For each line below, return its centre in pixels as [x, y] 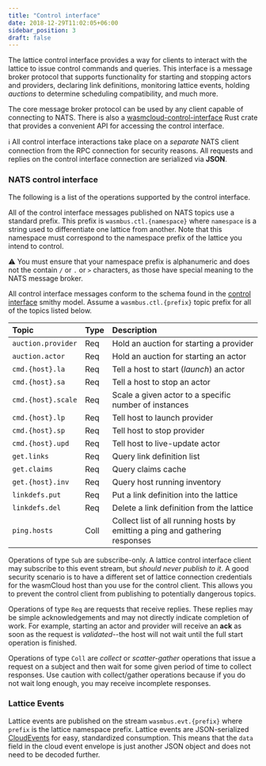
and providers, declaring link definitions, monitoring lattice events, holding [129, 86]
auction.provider [45, 343]
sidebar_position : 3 [42, 30]
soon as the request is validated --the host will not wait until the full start [125, 634]
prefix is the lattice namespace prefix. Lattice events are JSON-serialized [129, 729]
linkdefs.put [37, 495]
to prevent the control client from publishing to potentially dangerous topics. [132, 593]
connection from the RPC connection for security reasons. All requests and [131, 151]
